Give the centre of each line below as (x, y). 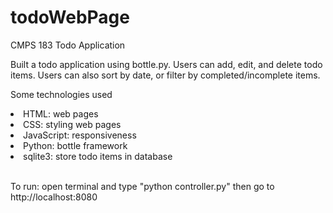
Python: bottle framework (75, 145)
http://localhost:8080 (54, 197)
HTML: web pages (61, 113)
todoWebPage (70, 17)
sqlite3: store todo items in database (98, 156)
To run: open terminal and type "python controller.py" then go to (142, 186)
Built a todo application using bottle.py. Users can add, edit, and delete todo (166, 64)
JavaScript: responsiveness (80, 135)
